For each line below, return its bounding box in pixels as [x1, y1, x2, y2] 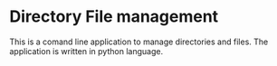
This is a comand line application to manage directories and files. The [9, 36, 269, 47]
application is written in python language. [9, 45, 164, 56]
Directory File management [9, 6, 219, 27]
